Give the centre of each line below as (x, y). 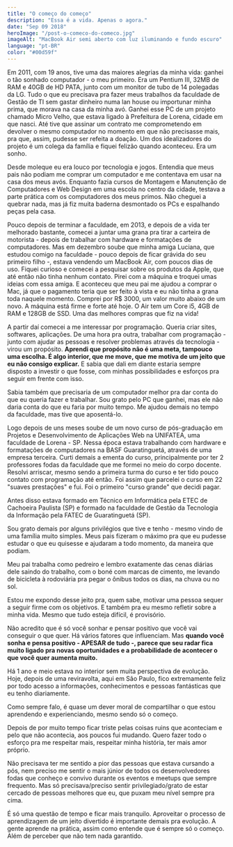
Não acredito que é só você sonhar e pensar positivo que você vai (102, 628)
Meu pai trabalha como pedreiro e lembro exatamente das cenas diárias (110, 564)
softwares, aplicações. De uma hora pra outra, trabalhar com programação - (116, 334)
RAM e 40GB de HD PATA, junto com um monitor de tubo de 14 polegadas (113, 87)
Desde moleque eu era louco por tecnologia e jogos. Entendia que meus (111, 167)
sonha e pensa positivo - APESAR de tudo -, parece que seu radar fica (110, 643)
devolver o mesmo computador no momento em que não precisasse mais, (114, 131)
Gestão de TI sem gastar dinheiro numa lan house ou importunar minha (109, 102)
